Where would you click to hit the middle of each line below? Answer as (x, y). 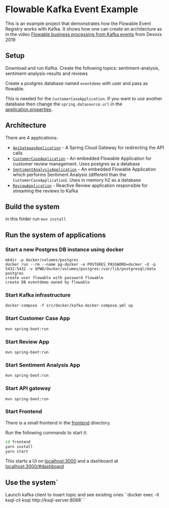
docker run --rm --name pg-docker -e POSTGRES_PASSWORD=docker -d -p (81, 265)
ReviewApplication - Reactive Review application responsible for (80, 185)
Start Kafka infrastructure (38, 295)
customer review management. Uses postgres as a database (76, 163)
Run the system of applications (55, 235)
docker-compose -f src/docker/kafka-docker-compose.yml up (69, 306)
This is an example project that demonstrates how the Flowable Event (78, 23)
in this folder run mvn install (36, 219)
